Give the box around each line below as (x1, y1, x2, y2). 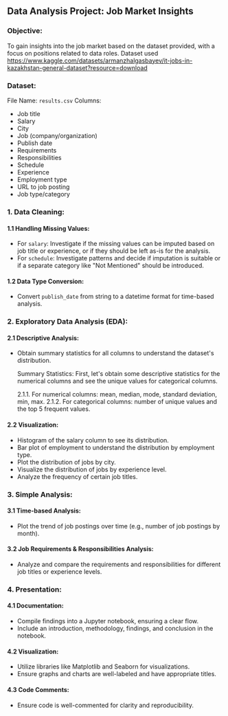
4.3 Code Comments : (7, 685, 70, 693)
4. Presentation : (7, 584, 62, 594)
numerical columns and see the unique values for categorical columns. (16, 377, 218, 385)
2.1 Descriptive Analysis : (7, 333, 80, 342)
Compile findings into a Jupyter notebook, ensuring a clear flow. (16, 617, 199, 625)
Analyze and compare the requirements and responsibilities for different (16, 560, 221, 568)
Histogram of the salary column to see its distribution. (16, 436, 170, 444)
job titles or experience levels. (16, 567, 102, 576)
